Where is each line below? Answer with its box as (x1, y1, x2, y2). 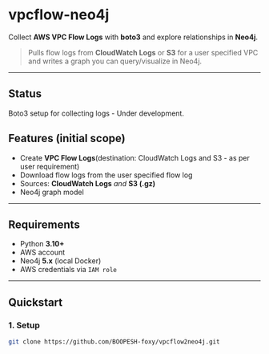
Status (8, 87, 42, 101)
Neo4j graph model (19, 187, 84, 197)
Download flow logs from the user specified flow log (19, 170, 193, 180)
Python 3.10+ (19, 239, 65, 249)
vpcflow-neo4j (8, 6, 110, 24)
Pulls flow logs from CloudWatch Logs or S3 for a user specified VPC (27, 47, 259, 57)
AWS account (19, 247, 66, 258)
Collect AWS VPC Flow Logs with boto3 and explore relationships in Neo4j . (8, 32, 259, 42)
